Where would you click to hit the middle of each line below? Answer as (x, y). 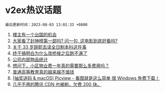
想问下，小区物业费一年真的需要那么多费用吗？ (61, 66)
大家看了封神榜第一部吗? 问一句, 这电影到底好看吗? (65, 41)
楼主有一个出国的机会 (34, 34)
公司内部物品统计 (30, 59)
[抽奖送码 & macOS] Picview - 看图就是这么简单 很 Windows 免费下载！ (86, 78)
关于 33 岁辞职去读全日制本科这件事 (49, 47)
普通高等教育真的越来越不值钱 (43, 72)
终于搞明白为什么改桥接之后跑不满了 (50, 53)
